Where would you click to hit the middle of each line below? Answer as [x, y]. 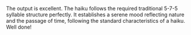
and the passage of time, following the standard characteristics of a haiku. [96, 21]
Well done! [19, 27]
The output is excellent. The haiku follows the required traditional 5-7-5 [92, 8]
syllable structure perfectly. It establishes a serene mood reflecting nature [95, 15]
